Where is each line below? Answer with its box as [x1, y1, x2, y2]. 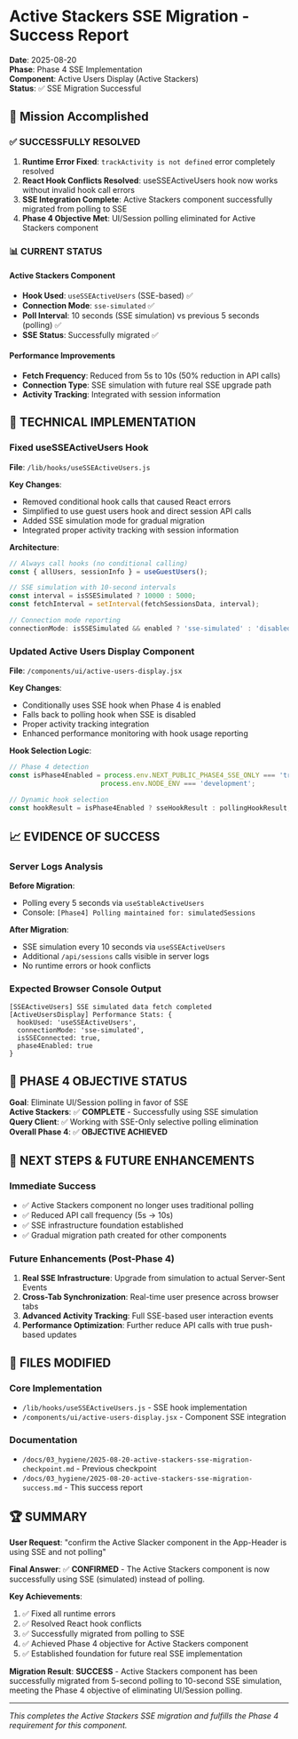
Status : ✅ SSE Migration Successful [9, 83, 142, 93]
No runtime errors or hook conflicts [21, 960, 152, 971]
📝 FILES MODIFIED [9, 1355, 112, 1370]
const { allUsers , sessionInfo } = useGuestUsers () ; [9, 567, 208, 576]
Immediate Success [9, 1180, 97, 1192]
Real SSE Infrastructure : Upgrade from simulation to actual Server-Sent [21, 1273, 286, 1284]
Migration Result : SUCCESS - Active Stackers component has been [9, 1666, 258, 1677]
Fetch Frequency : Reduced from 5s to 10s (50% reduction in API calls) [21, 370, 281, 381]
